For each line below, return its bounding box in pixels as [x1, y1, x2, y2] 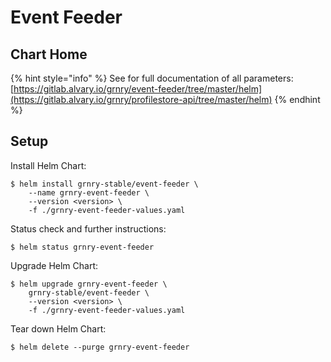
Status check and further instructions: [10, 222, 167, 235]
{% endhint [274, 94, 321, 105]
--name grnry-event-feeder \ [28, 187, 150, 198]
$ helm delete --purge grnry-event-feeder [10, 342, 190, 352]
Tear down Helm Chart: [10, 322, 107, 335]
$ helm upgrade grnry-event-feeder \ [10, 279, 168, 289]
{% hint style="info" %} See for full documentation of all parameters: [10, 72, 294, 84]
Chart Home [10, 46, 88, 63]
